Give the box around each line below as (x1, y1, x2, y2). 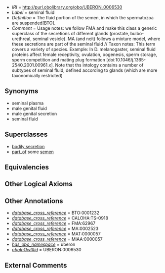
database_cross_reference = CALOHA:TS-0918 (11, 215, 108, 221)
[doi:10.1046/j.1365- (106, 57, 146, 62)
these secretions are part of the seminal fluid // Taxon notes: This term (11, 41, 156, 47)
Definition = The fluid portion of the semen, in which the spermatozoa (11, 15, 154, 20)
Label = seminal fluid (11, 9, 55, 15)
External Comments (4, 261, 67, 270)
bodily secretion (11, 143, 45, 149)
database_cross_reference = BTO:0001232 (11, 210, 100, 216)
